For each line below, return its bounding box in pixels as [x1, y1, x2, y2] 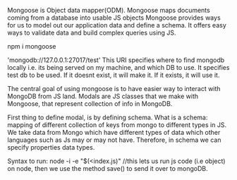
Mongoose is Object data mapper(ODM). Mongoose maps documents [7, 6, 210, 14]
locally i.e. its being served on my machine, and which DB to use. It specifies [7, 64, 230, 71]
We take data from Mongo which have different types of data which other [7, 128, 221, 136]
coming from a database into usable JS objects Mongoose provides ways [7, 13, 221, 22]
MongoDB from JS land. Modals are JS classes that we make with [7, 92, 199, 100]
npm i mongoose [7, 42, 56, 50]
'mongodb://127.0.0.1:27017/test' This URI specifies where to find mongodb [7, 56, 225, 64]
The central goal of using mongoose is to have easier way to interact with [7, 85, 221, 92]
